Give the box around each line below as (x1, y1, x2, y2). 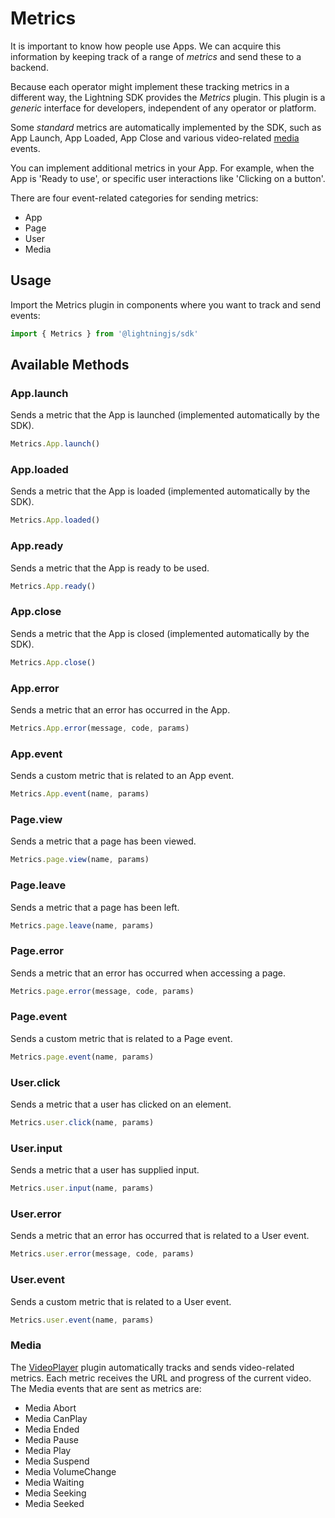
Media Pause (24, 1433, 79, 1446)
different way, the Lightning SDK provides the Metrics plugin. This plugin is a (10, 91, 326, 103)
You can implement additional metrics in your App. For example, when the (10, 162, 315, 174)
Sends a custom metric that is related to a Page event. (10, 1032, 233, 1044)
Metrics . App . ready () (10, 581, 97, 591)
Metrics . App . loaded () (10, 515, 101, 526)
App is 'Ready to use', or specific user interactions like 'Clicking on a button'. (10, 172, 326, 184)
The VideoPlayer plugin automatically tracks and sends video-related (10, 1361, 295, 1373)
